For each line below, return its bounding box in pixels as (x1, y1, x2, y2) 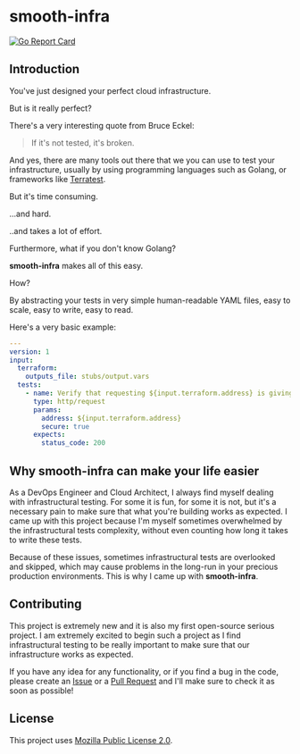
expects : (32, 431, 66, 440)
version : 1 (9, 347, 50, 356)
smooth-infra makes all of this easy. (9, 260, 144, 271)
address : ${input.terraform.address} (41, 414, 181, 423)
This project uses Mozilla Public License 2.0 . (9, 734, 173, 745)
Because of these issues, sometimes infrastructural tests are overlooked (9, 551, 276, 562)
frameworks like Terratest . (9, 173, 106, 184)
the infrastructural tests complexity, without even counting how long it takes (9, 524, 288, 535)
